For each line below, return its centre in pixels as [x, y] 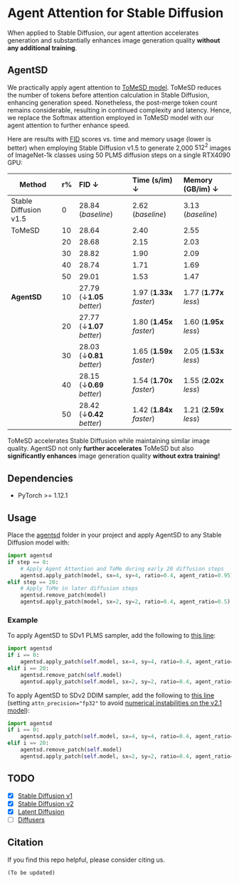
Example [23, 620]
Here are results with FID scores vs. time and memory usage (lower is [109, 139]
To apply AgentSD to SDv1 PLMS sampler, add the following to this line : [111, 636]
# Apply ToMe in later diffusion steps [79, 589]
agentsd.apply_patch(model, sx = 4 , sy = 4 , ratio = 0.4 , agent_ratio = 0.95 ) [127, 575]
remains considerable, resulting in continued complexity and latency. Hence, [119, 110]
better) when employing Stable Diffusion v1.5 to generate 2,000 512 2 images [119, 147]
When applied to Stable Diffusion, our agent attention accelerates [103, 33]
